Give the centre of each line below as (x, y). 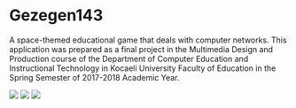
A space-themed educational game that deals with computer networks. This (148, 40)
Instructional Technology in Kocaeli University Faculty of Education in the (143, 68)
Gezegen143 (56, 15)
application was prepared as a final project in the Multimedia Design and (141, 49)
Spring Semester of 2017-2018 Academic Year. (94, 77)
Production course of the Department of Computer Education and (129, 58)
